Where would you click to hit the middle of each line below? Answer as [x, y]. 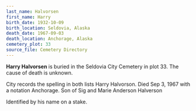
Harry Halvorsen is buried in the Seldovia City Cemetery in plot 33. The [92, 66]
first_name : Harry [28, 17]
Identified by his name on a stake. [47, 102]
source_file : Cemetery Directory [47, 50]
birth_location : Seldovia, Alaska [48, 28]
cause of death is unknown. [39, 73]
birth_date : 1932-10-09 [35, 22]
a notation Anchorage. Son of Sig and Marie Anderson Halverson [84, 90]
